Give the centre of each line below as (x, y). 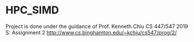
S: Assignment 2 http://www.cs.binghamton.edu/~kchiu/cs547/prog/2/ (91, 32)
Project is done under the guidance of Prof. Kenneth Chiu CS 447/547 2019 (97, 26)
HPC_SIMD (32, 10)
